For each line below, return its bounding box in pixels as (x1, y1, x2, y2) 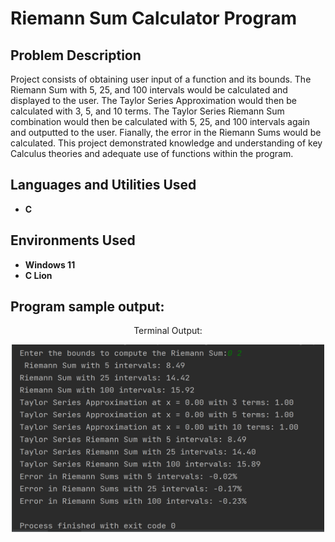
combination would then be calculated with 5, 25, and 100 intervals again (10, 116, 311, 127)
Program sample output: (10, 298, 165, 316)
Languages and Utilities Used (10, 177, 197, 194)
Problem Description (10, 47, 142, 64)
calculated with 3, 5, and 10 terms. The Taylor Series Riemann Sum (10, 105, 285, 117)
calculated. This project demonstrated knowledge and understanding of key (10, 137, 323, 149)
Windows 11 (24, 258, 76, 271)
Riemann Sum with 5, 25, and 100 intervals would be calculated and (10, 84, 288, 96)
